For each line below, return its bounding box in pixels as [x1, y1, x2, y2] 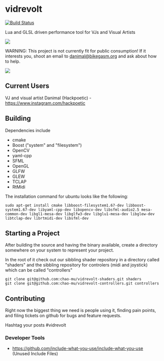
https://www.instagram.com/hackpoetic [5, 100, 86, 106]
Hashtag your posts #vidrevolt [5, 322, 66, 328]
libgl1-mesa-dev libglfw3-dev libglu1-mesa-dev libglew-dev [29, 211, 155, 217]
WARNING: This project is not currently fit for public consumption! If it [5, 48, 146, 54]
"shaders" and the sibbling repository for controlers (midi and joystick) [5, 262, 148, 268]
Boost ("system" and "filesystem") [12, 142, 82, 148]
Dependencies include [5, 127, 51, 133]
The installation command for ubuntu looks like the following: [5, 193, 129, 199]
